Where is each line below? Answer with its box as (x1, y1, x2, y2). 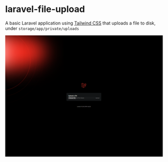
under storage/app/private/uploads (5, 25, 79, 31)
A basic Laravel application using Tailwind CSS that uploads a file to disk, (5, 20, 156, 26)
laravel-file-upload (5, 3, 85, 15)
